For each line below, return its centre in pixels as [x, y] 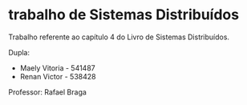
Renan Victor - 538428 [58, 76]
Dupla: [19, 52]
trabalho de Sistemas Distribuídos [123, 15]
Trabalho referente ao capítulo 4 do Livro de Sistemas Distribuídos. [119, 37]
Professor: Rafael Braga [47, 92]
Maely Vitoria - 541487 [57, 68]
